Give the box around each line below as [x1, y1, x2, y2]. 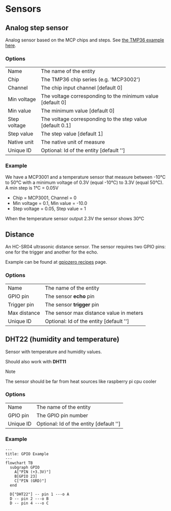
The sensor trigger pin [45, 301, 99, 308]
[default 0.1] [41, 122, 71, 129]
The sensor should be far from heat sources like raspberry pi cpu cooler [5, 378, 157, 384]
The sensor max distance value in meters [45, 309, 144, 316]
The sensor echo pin [45, 292, 95, 299]
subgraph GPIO [10, 465, 40, 470]
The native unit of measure [41, 138, 105, 146]
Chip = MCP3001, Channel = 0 [12, 195, 77, 201]
